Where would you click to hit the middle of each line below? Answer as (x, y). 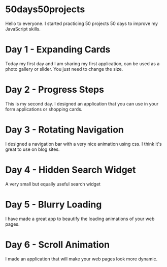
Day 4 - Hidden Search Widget (71, 170)
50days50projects (45, 9)
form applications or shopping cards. (44, 109)
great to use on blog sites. (32, 149)
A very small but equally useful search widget (53, 184)
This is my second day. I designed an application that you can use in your (82, 103)
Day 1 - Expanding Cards (58, 50)
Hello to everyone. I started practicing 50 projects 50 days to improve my (82, 23)
